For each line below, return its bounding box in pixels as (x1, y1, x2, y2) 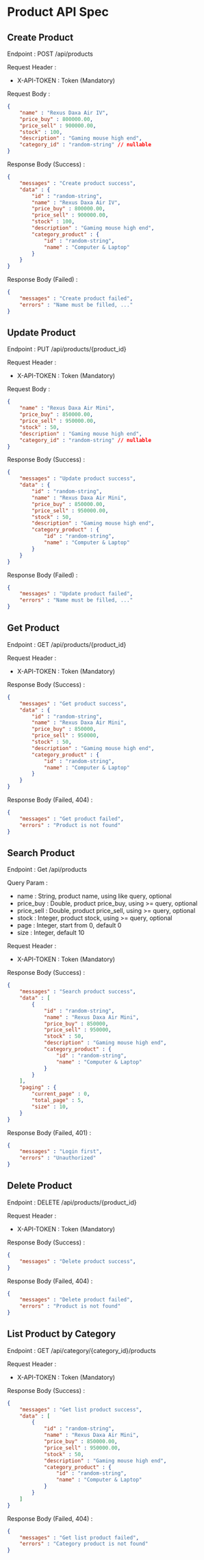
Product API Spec (7, 4, 110, 20)
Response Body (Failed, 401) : (7, 1128, 92, 1136)
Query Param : (7, 879, 48, 887)
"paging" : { (19, 1084, 57, 1091)
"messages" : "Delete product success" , (19, 1257, 136, 1265)
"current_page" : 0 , (31, 1090, 90, 1097)
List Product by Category (7, 1328, 116, 1340)
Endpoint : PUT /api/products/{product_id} (7, 345, 127, 353)
